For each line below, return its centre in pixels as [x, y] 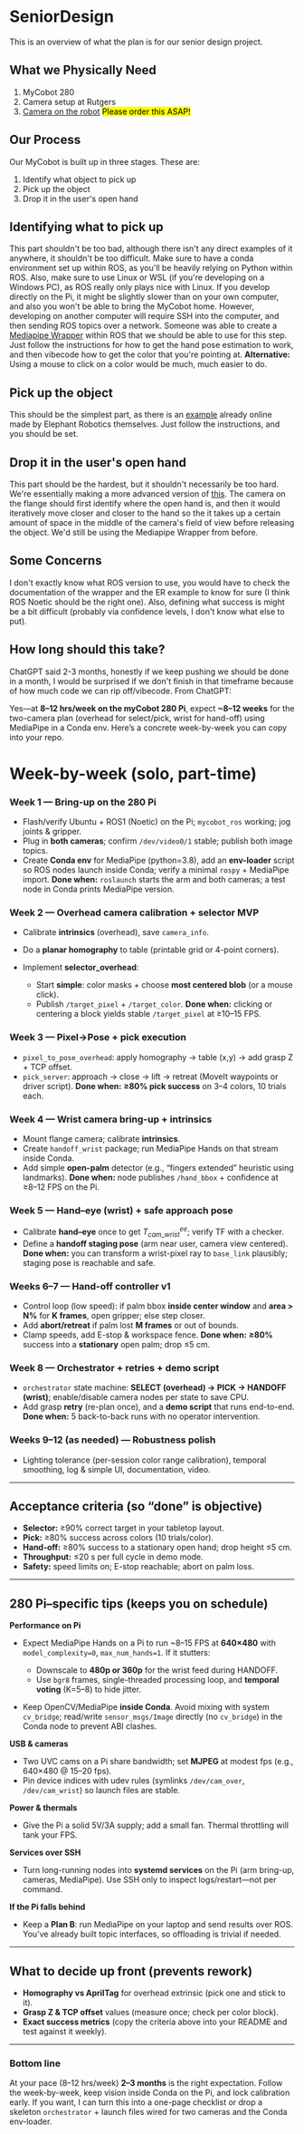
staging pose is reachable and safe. [89, 1262]
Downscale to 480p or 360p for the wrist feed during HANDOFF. [157, 1670]
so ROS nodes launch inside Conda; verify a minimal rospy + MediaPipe [156, 870]
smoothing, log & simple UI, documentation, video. [116, 1469]
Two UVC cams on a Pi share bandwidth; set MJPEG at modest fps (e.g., [158, 1762]
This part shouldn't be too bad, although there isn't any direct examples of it [151, 249]
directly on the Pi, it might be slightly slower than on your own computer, [144, 297]
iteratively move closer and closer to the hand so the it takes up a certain [145, 513]
